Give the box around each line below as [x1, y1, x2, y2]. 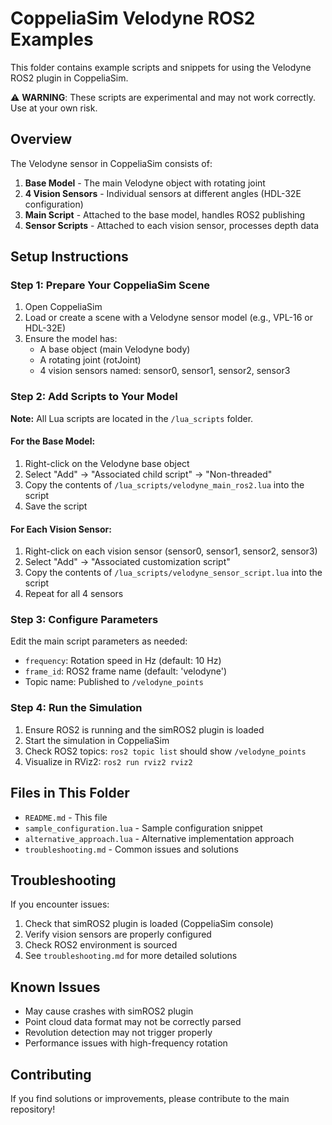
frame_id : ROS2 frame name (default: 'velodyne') [24, 665, 228, 677]
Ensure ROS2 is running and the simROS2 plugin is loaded [24, 723, 265, 736]
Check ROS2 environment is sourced [24, 939, 178, 951]
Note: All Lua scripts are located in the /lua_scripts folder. [10, 412, 254, 424]
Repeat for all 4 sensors [24, 588, 124, 600]
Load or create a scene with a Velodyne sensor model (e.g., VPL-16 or [24, 312, 313, 324]
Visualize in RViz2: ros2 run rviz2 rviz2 [24, 755, 193, 767]
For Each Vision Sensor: [10, 523, 112, 535]
